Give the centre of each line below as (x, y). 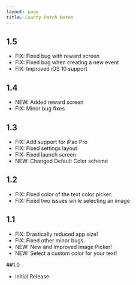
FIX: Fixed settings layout (46, 148)
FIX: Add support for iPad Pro (51, 142)
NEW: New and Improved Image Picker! (64, 247)
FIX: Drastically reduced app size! (56, 234)
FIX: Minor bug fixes (40, 109)
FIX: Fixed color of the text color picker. (64, 194)
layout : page (22, 12)
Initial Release (32, 276)
